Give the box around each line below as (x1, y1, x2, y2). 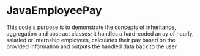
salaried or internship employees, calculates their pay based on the (6, 36, 176, 43)
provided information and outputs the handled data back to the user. (6, 43, 179, 50)
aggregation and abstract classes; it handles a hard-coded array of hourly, (6, 30, 194, 37)
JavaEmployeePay (6, 4, 102, 17)
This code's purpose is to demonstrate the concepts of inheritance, (6, 23, 176, 31)
